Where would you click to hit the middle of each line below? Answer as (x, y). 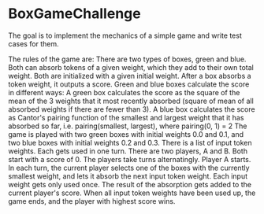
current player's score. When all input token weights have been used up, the (132, 193)
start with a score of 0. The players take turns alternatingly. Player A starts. (130, 159)
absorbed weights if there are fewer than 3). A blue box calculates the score (132, 109)
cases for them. (33, 43)
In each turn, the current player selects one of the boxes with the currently (129, 168)
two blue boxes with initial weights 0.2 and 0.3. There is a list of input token (130, 142)
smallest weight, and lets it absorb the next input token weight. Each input (128, 176)
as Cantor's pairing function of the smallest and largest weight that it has (126, 117)
